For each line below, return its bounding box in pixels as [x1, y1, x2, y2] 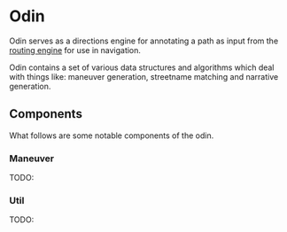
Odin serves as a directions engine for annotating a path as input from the [9, 35, 279, 46]
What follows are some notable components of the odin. [9, 130, 214, 141]
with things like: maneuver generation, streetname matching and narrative [9, 71, 279, 81]
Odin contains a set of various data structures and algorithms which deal [9, 62, 275, 73]
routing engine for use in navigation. [9, 44, 142, 55]
